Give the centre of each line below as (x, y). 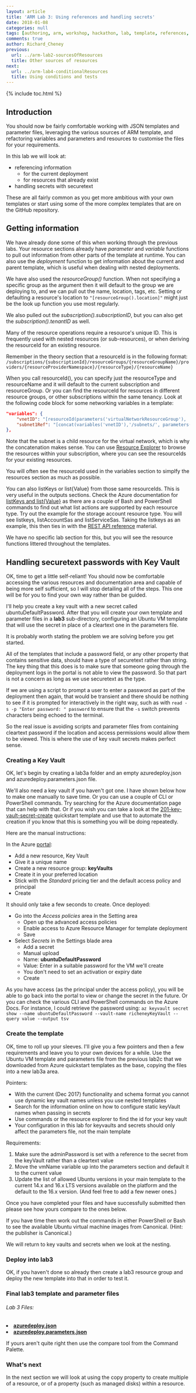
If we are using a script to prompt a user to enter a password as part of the (96, 690)
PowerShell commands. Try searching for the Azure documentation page (94, 803)
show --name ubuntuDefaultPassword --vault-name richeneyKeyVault (88, 1014)
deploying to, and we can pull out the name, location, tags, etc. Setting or (94, 291)
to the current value (38, 1173)
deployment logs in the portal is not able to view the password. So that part (96, 673)
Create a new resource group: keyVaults (64, 869)
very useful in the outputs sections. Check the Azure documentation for (92, 495)
